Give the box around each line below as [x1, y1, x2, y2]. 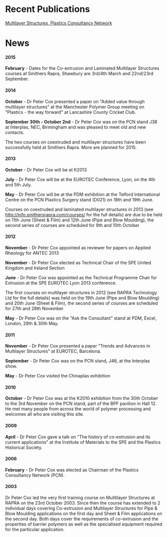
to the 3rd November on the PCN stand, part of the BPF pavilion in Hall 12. [5, 400, 157, 407]
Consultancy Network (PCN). [5, 472, 65, 478]
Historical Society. [5, 444, 43, 450]
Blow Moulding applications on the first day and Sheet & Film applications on [5, 510, 163, 517]
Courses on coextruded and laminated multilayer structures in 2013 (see [5, 206, 154, 212]
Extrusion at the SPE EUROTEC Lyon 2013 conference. [5, 280, 117, 286]
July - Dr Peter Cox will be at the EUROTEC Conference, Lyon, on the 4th [5, 176, 156, 182]
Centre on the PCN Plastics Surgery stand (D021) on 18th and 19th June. [5, 196, 154, 202]
